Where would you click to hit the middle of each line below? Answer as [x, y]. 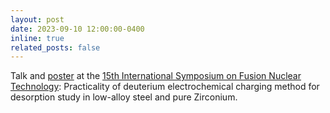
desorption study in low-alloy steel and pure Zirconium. [124, 97]
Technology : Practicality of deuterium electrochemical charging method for [165, 87]
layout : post [37, 19]
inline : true [37, 38]
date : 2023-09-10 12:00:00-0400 [77, 29]
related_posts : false [55, 47]
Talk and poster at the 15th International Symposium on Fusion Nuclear [156, 76]
